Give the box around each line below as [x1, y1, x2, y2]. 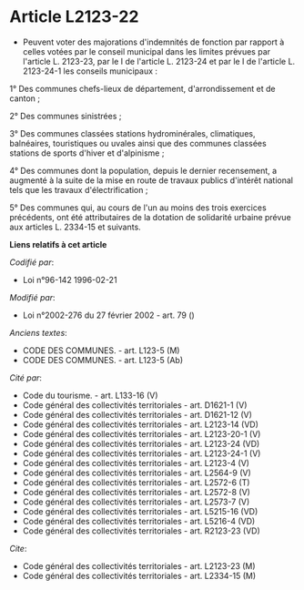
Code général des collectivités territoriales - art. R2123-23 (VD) [22, 525, 261, 536]
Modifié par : [9, 291, 56, 302]
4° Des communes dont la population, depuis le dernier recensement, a [9, 165, 278, 176]
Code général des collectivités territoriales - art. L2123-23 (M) [22, 560, 257, 571]
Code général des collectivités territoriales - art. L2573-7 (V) [22, 496, 250, 507]
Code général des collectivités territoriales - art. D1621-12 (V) [22, 409, 253, 420]
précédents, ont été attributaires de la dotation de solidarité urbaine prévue [9, 211, 291, 222]
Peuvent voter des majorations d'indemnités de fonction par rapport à [22, 36, 285, 47]
